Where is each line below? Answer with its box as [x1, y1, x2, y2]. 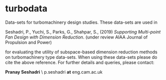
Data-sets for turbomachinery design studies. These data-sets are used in [5, 19, 158, 25]
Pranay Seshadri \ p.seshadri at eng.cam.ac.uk [5, 69, 103, 75]
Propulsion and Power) [5, 39, 52, 45]
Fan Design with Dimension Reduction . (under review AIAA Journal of [5, 34, 148, 40]
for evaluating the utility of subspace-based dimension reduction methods [5, 49, 158, 55]
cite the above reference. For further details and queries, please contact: [5, 59, 155, 65]
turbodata [5, 3, 47, 14]
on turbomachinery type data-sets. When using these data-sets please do [5, 54, 158, 60]
